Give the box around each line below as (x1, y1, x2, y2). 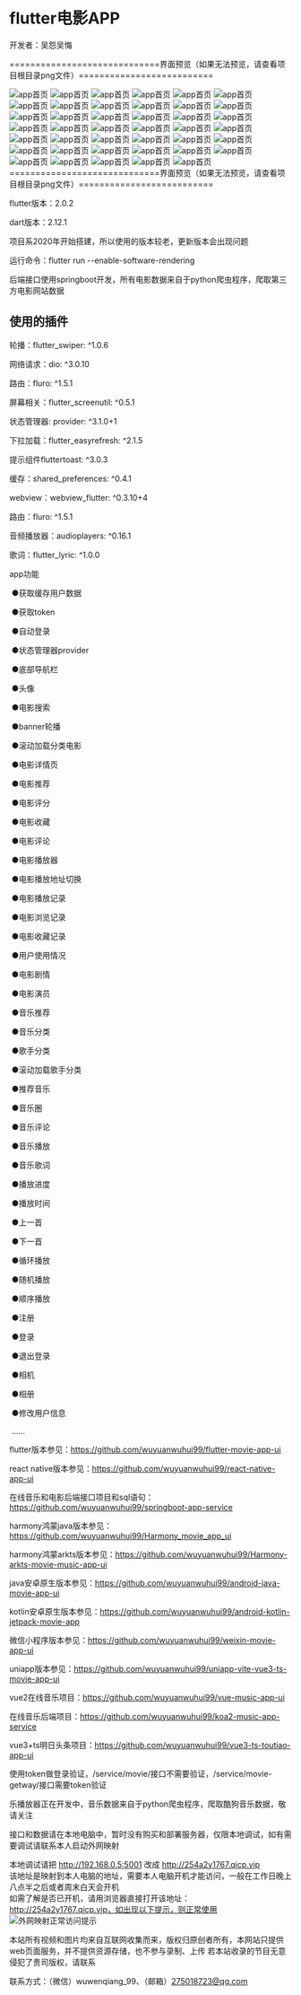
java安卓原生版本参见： (9, 1577, 96, 1588)
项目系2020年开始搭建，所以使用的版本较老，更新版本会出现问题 (9, 235, 249, 247)
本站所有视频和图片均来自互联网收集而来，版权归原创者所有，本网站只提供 (9, 1934, 284, 1945)
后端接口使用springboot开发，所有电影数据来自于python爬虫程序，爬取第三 (9, 274, 288, 284)
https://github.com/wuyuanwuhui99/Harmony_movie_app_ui (9, 1530, 232, 1541)
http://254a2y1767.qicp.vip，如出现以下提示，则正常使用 (9, 1903, 218, 1914)
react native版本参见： (9, 1463, 92, 1474)
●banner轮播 (11, 721, 61, 731)
